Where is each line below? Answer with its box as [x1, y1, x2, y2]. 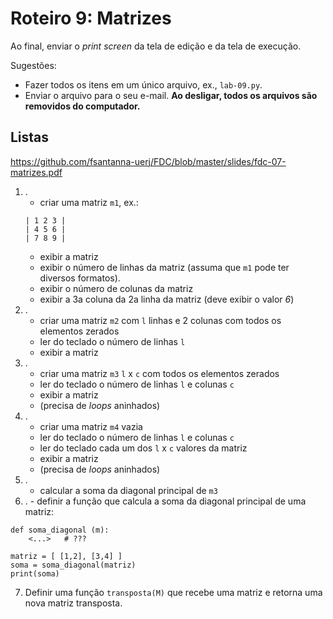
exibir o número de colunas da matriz [39, 282, 194, 294]
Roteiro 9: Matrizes [10, 7, 172, 30]
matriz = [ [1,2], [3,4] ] [10, 551, 123, 561]
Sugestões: [10, 59, 57, 71]
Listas [10, 129, 50, 146]
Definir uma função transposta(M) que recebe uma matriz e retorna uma [24, 586, 323, 598]
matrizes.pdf [10, 166, 63, 178]
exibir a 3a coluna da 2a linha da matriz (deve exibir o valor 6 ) [39, 293, 295, 305]
